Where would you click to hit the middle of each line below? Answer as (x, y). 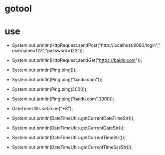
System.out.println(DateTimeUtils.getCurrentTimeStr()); (69, 138)
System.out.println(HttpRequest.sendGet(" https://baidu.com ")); (77, 60)
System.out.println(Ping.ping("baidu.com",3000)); (63, 99)
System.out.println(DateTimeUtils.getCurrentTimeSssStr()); (72, 147)
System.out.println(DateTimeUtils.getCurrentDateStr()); (68, 128)
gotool (18, 9)
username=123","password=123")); (48, 51)
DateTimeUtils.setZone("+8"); (42, 109)
